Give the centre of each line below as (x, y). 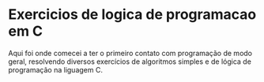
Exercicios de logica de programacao (132, 15)
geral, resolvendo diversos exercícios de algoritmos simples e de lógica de (130, 61)
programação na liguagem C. (55, 69)
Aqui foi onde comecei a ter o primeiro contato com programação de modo (130, 53)
